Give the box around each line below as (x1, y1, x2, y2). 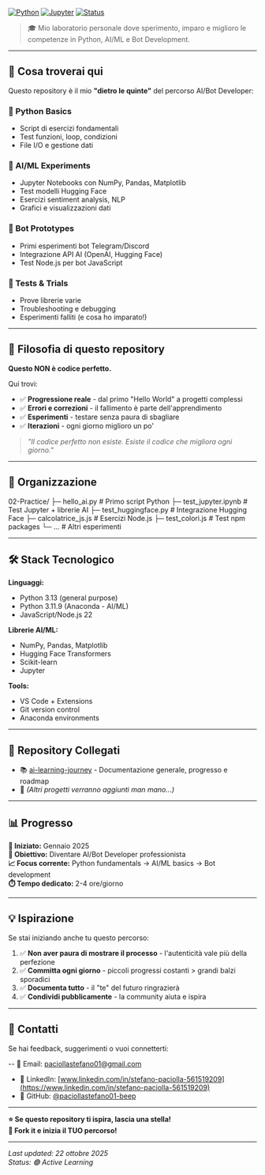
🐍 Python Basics (8, 105, 73, 116)
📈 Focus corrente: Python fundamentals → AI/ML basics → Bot (8, 859, 215, 868)
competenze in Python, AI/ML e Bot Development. (27, 35, 191, 43)
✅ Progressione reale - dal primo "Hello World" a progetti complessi (19, 394, 243, 403)
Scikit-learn (19, 657, 58, 667)
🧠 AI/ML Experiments (8, 161, 91, 172)
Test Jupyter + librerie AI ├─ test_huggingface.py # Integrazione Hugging (8, 504, 247, 514)
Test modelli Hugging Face (19, 187, 107, 196)
